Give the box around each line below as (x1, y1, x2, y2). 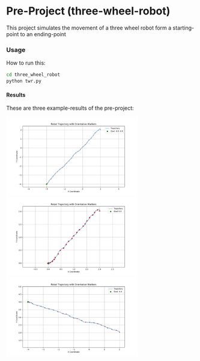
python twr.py (6, 78, 42, 84)
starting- (172, 24, 195, 31)
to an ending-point (20, 30, 66, 37)
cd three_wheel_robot (6, 72, 61, 78)
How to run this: (6, 59, 46, 67)
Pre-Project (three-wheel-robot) (6, 4, 171, 18)
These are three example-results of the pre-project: (6, 104, 134, 112)
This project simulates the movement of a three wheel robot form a (6, 24, 172, 31)
